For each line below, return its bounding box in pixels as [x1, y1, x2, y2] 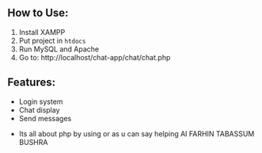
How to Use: [7, 6, 69, 20]
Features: [7, 75, 56, 90]
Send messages [18, 113, 72, 123]
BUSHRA [18, 137, 48, 147]
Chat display [18, 105, 60, 114]
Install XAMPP [18, 27, 66, 36]
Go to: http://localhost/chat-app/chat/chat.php [18, 52, 171, 62]
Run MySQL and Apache [18, 44, 100, 54]
